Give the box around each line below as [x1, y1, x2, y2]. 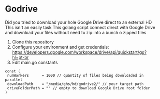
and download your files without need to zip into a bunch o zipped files [5, 29, 146, 35]
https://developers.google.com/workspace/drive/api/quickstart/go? [12, 49, 147, 55]
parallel [5, 77, 23, 82]
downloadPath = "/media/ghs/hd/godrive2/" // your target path [7, 81, 144, 86]
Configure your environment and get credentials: [12, 44, 109, 50]
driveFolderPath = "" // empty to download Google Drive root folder [7, 85, 150, 90]
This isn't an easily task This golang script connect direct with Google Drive [5, 24, 156, 30]
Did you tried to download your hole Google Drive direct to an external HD [5, 19, 152, 25]
